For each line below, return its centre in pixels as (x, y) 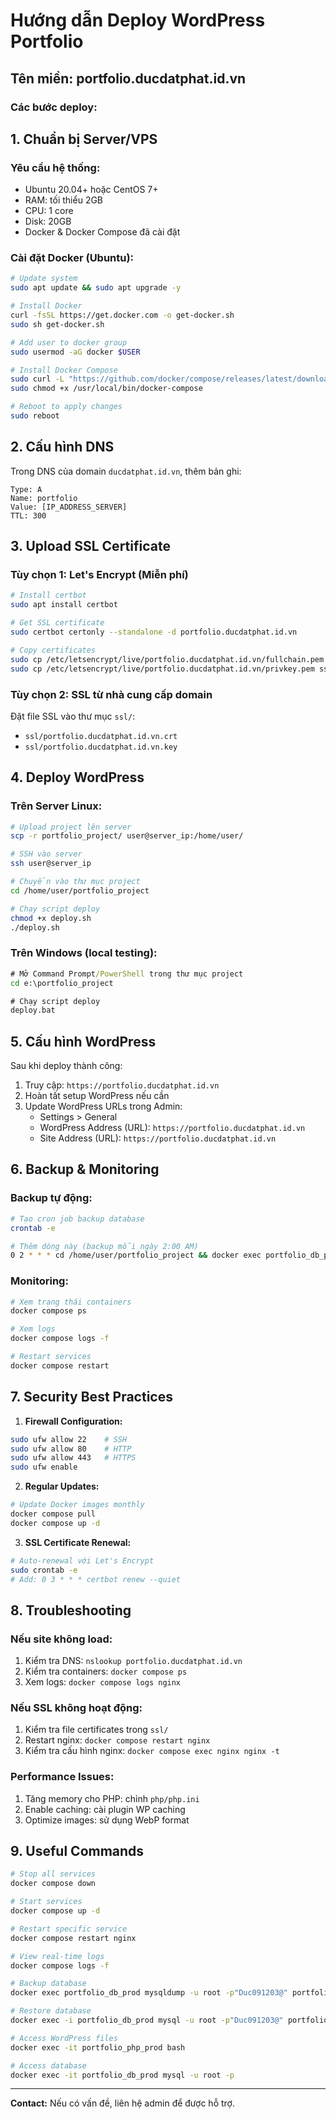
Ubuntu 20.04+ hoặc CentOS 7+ (91, 190)
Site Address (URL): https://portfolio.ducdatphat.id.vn (158, 1138)
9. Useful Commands (77, 1851)
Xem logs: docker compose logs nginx (103, 1682)
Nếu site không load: (61, 1639)
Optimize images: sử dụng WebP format (107, 1820)
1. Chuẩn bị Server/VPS (84, 139)
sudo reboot (35, 416)
